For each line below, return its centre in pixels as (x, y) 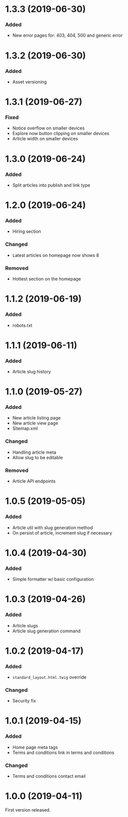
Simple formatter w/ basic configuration (53, 579)
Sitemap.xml (25, 428)
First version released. (28, 810)
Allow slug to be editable (37, 457)
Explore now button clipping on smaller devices (61, 134)
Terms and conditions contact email (49, 776)
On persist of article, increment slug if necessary (62, 533)
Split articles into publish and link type (51, 185)
